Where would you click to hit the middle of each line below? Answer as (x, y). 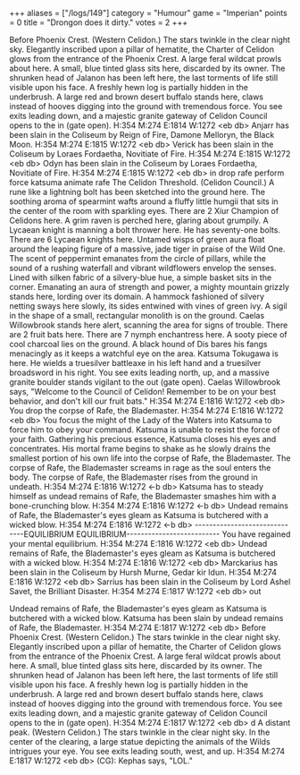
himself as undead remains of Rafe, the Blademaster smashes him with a (143, 496)
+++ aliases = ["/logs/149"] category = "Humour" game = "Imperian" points (148, 13)
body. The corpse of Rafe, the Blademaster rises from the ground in (134, 477)
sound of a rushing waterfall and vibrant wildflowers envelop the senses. (143, 268)
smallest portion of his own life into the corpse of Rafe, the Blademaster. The (150, 458)
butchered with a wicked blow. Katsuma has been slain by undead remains (146, 618)
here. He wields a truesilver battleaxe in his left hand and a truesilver (135, 363)
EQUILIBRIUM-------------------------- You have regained (183, 534)
